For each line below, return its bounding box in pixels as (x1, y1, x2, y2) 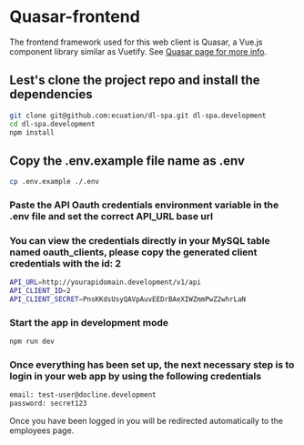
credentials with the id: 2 (9, 257, 121, 269)
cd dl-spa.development (9, 119, 96, 128)
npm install (9, 127, 55, 137)
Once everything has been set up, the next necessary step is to (9, 359, 295, 370)
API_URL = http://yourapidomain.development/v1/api (9, 278, 202, 288)
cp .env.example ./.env (9, 177, 100, 187)
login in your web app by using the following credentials (9, 370, 262, 382)
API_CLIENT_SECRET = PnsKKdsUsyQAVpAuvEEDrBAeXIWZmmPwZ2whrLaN (9, 295, 247, 304)
